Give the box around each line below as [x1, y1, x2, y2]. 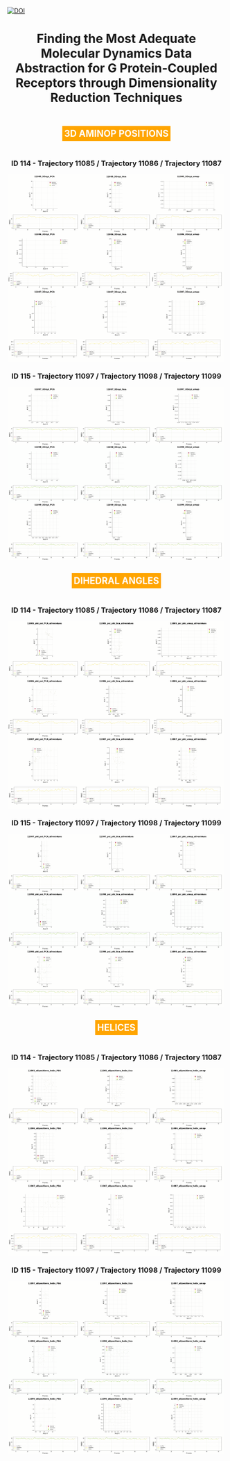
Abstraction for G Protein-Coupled [15, 60, 218, 76]
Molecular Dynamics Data [40, 46, 193, 62]
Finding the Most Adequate [37, 31, 196, 47]
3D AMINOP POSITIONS [64, 128, 169, 140]
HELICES [96, 1022, 136, 1034]
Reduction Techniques [50, 90, 183, 106]
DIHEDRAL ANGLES [73, 575, 159, 586]
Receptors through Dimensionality [15, 75, 218, 91]
